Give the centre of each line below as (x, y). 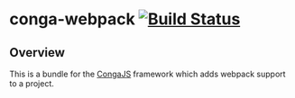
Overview (37, 53)
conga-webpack (72, 19)
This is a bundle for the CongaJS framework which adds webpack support (147, 74)
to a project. (32, 84)
